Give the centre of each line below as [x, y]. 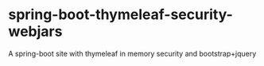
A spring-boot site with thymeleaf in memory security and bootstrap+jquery [132, 53]
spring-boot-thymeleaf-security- [120, 15]
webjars [35, 31]
